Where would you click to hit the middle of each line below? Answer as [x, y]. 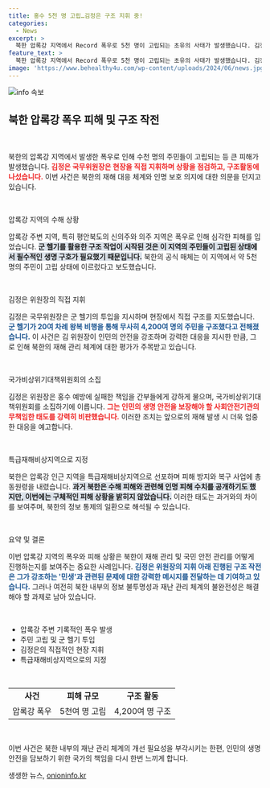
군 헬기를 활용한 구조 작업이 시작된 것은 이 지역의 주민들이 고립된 [137, 246]
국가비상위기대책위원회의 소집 [55, 379]
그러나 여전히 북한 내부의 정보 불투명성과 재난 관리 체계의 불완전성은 [138, 586]
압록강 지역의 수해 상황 [44, 219]
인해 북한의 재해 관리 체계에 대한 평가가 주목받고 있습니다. [106, 346]
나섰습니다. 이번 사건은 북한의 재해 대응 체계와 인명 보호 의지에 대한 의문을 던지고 [135, 176]
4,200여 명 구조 [142, 711]
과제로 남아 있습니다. [64, 596]
